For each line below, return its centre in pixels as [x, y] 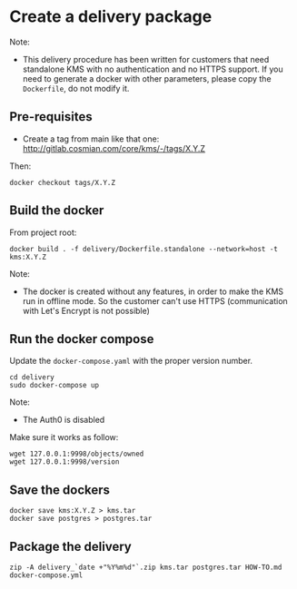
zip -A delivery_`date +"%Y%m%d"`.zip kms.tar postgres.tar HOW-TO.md [146, 567]
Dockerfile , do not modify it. [76, 88]
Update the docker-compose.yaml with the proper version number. [131, 361]
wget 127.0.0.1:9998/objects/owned [77, 454]
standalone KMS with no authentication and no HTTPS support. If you [153, 69]
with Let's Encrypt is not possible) [86, 310]
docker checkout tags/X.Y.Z [63, 182]
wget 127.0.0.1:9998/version [64, 462]
